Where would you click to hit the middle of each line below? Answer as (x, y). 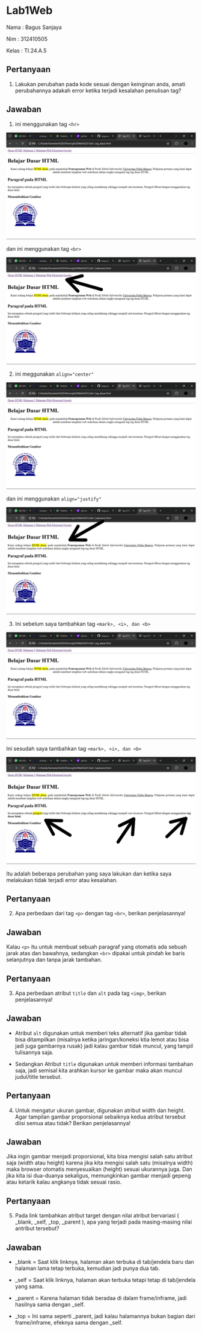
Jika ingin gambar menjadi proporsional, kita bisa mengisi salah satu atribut (99, 1157)
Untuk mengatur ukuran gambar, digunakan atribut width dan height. (100, 1110)
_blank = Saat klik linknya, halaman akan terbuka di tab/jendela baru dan (104, 1262)
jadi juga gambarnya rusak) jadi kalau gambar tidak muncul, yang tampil (104, 1046)
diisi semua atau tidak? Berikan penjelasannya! (73, 1123)
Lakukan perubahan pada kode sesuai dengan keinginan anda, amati (100, 84)
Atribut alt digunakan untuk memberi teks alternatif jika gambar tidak (101, 1033)
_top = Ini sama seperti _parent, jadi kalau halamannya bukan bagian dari (105, 1316)
